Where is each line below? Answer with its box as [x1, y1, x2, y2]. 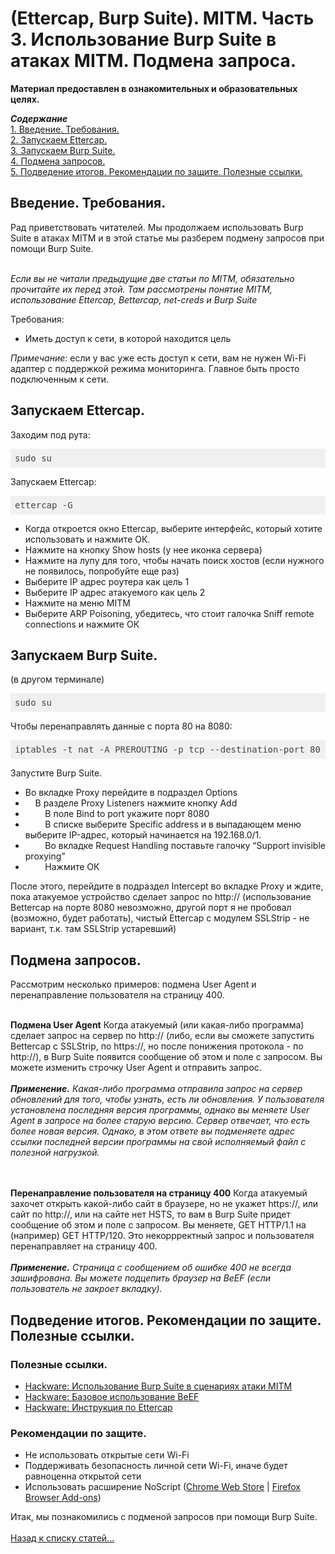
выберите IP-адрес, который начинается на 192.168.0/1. [24, 829, 262, 841]
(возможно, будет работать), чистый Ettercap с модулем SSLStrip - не [10, 912, 310, 924]
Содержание [10, 112, 68, 124]
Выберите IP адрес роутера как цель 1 [24, 575, 190, 587]
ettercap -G [14, 499, 73, 511]
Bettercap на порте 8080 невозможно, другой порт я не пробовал [10, 902, 292, 914]
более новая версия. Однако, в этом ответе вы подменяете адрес [10, 1125, 295, 1137]
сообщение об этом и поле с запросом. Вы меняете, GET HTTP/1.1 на [10, 1219, 307, 1231]
